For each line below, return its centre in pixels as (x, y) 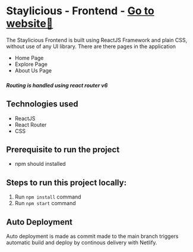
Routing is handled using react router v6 (57, 85)
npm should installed (40, 164)
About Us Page (33, 70)
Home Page (29, 58)
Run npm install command (48, 197)
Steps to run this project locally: (66, 182)
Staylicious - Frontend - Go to (80, 11)
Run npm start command (45, 203)
